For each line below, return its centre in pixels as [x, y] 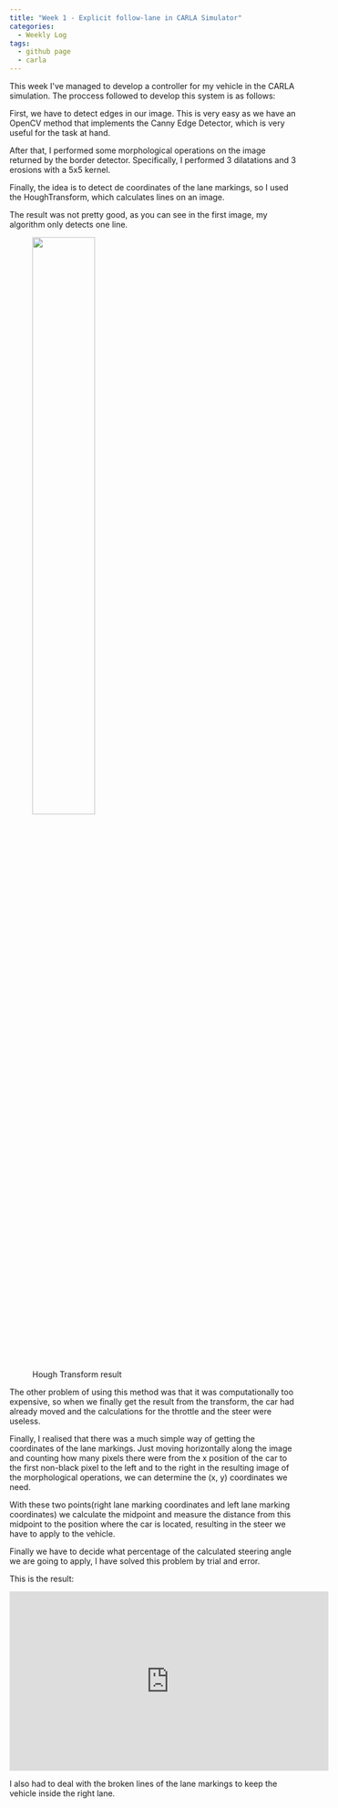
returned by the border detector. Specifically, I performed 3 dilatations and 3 [153, 160]
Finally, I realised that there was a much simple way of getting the [132, 1439]
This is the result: [42, 1578]
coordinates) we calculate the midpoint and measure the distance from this [150, 1514]
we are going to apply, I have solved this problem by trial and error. [135, 1561]
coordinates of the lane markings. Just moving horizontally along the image [151, 1448]
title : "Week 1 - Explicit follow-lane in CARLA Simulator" [126, 18]
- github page [44, 52]
